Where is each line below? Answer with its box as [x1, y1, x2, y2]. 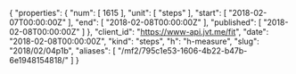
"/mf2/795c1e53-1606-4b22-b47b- [117, 45, 248, 56]
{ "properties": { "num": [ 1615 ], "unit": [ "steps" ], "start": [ [9, 8, 227, 18]
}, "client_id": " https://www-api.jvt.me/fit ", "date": [86, 27, 269, 37]
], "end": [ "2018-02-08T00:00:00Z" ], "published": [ [68, 17, 261, 28]
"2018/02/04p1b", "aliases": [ [9, 45, 116, 56]
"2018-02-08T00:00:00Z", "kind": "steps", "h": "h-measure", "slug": [9, 36, 260, 46]
